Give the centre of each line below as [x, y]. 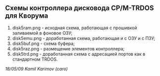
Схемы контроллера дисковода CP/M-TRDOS [80, 8]
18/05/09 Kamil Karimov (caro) [36, 69]
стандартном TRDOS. [35, 59]
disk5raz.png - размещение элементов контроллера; [68, 48]
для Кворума [27, 16]
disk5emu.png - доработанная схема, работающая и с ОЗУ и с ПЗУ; [84, 38]
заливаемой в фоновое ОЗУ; [42, 33]
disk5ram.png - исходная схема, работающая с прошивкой [75, 28]
